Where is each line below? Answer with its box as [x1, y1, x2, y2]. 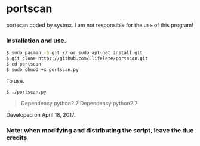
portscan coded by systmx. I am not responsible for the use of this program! [6, 21, 194, 29]
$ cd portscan [6, 61, 42, 67]
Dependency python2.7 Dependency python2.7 [20, 100, 138, 107]
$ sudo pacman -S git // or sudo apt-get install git [6, 50, 143, 56]
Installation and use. [6, 36, 67, 45]
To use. [6, 77, 25, 85]
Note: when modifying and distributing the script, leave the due [6, 126, 194, 134]
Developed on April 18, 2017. [6, 111, 76, 118]
